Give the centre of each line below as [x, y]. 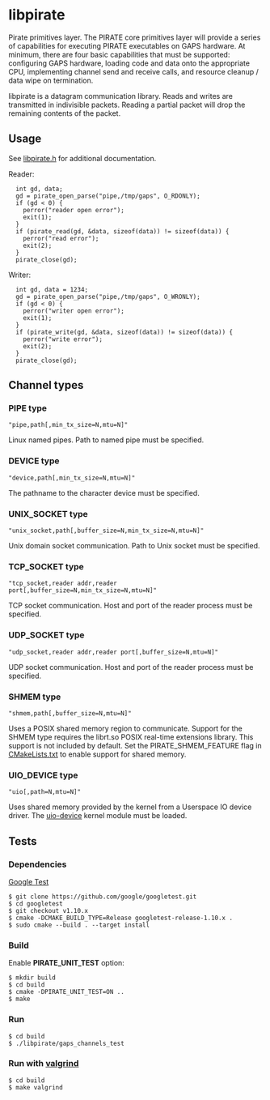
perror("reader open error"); [74, 210]
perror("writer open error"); [74, 311]
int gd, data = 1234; [52, 289]
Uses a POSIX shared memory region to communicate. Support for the [125, 728]
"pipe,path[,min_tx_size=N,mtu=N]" [68, 425]
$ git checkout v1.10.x [49, 910]
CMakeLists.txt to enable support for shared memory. [97, 754]
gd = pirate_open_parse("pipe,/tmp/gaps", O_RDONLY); [108, 196]
